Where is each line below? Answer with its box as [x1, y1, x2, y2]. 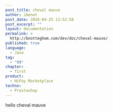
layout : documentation [5, 26, 53, 32]
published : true [5, 41, 40, 46]
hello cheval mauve [5, 102, 46, 108]
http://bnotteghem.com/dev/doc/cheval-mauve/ [10, 36, 108, 41]
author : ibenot [5, 12, 38, 17]
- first [10, 69, 26, 74]
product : [5, 74, 24, 79]
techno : [5, 83, 22, 88]
